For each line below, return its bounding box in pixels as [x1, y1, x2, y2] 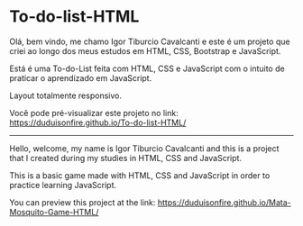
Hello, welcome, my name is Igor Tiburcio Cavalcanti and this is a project [9, 142, 280, 154]
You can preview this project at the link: [9, 196, 156, 208]
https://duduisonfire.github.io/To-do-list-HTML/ [9, 117, 187, 128]
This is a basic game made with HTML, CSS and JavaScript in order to [9, 169, 271, 181]
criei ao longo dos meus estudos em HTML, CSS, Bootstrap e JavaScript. [9, 45, 281, 56]
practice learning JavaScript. [9, 179, 117, 190]
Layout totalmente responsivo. [9, 90, 122, 101]
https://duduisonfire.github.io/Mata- [157, 196, 291, 208]
